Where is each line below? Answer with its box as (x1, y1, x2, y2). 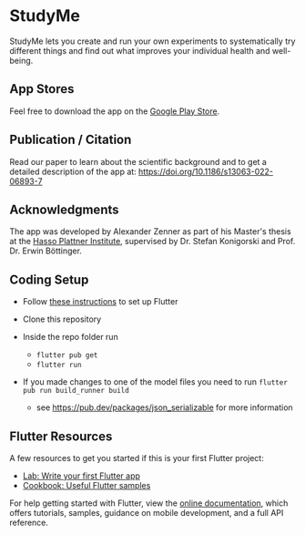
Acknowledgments (9, 201, 120, 217)
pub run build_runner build (22, 386, 129, 396)
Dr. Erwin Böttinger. (9, 245, 82, 256)
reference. (9, 517, 48, 528)
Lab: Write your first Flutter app (22, 470, 141, 481)
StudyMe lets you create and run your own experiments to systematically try (9, 36, 296, 46)
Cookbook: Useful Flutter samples (22, 480, 151, 490)
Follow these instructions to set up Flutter (22, 296, 178, 307)
